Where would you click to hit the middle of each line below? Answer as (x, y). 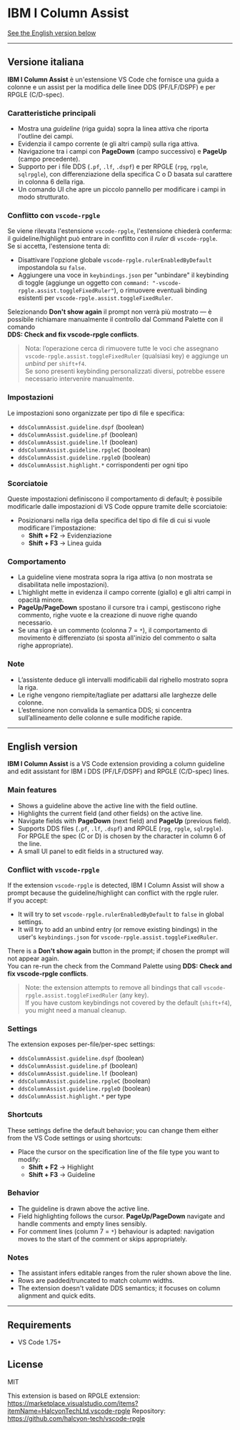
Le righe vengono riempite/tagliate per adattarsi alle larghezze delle (117, 695)
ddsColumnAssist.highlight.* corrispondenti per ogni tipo (103, 465)
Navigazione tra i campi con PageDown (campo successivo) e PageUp (122, 152)
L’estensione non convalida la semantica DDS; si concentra (104, 710)
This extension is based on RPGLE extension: (74, 1396)
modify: (29, 1159)
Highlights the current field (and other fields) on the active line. (110, 813)
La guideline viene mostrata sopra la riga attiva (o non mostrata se (115, 577)
